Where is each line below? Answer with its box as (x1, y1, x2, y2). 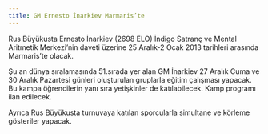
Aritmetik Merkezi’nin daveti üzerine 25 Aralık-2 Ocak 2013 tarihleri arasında (8, 42, 259, 52)
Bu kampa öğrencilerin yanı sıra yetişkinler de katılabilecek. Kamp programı (8, 83, 256, 93)
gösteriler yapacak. (8, 116, 72, 125)
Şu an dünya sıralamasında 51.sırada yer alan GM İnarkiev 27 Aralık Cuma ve (8, 66, 260, 76)
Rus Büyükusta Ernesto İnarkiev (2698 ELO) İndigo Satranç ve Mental (8, 34, 238, 43)
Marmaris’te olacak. (8, 51, 74, 60)
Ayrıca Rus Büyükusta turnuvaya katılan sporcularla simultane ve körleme (8, 108, 250, 117)
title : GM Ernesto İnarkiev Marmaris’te (8, 11, 146, 20)
